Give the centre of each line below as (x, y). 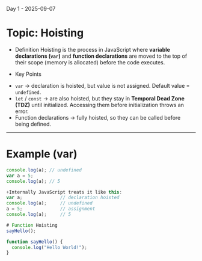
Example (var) (42, 154)
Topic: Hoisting (45, 33)
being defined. (33, 124)
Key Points (28, 74)
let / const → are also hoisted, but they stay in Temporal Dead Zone (100, 98)
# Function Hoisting (32, 225)
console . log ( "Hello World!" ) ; (49, 247)
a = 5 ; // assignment (51, 209)
